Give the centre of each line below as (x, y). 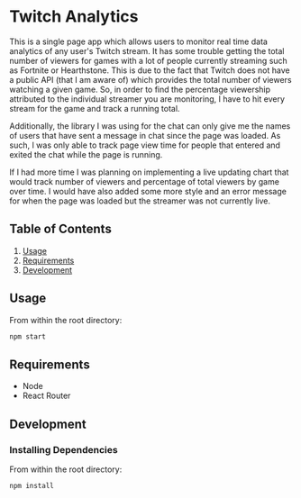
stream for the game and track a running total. (95, 108)
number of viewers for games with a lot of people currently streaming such (149, 60)
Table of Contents (61, 229)
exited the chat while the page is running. (86, 154)
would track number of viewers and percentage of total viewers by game (144, 181)
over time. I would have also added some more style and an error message (148, 191)
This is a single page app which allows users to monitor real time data (139, 41)
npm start (28, 336)
